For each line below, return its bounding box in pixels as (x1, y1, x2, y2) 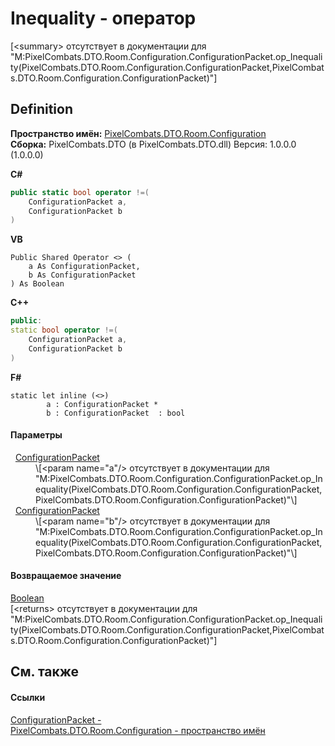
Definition (10, 101, 73, 118)
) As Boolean (10, 279, 65, 289)
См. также (10, 663, 80, 681)
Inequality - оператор (10, 7, 197, 30)
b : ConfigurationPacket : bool (46, 408, 186, 418)
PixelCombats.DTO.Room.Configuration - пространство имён (10, 724, 266, 736)
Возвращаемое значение (10, 570, 122, 582)
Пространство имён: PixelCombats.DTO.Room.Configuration (10, 127, 267, 139)
